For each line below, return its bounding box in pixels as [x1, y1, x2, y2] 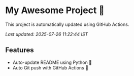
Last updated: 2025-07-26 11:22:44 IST [5, 31, 88, 37]
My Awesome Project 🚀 [5, 5, 105, 16]
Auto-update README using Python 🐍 [12, 59, 92, 65]
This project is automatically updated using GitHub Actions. [5, 21, 129, 27]
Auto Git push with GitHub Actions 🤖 [12, 64, 89, 70]
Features [5, 46, 34, 55]
